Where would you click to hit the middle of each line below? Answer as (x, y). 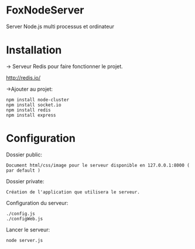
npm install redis (28, 110)
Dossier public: (24, 154)
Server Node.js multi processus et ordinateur (60, 26)
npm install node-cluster (37, 100)
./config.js (20, 214)
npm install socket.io (34, 105)
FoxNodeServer (45, 10)
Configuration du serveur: (37, 203)
